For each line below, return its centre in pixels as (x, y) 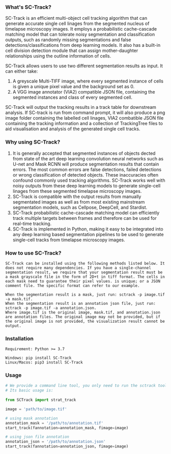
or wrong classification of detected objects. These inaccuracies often (85, 175)
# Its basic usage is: (29, 390)
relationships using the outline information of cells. (58, 56)
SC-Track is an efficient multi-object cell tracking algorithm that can (76, 18)
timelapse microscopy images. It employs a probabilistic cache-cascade (81, 29)
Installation (20, 338)
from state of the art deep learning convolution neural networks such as (88, 158)
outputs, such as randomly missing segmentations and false (68, 40)
